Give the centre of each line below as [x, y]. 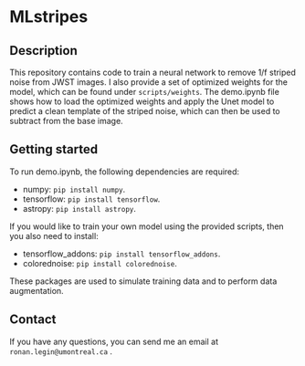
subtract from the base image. [66, 121]
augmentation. [37, 290]
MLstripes [49, 17]
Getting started [54, 149]
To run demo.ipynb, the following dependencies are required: [125, 172]
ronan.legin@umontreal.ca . [61, 351]
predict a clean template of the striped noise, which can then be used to [145, 111]
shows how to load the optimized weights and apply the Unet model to [142, 101]
